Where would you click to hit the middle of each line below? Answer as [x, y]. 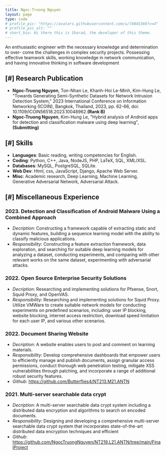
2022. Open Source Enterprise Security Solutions [66, 278]
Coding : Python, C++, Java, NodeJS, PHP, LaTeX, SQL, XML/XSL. [80, 160]
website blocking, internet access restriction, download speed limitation [86, 315]
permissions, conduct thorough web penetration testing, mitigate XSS [83, 365]
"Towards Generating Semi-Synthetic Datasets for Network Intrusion [82, 95]
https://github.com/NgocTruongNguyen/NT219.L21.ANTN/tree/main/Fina [86, 442]
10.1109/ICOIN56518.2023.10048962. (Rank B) [59, 111]
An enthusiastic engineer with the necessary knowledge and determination [82, 47]
